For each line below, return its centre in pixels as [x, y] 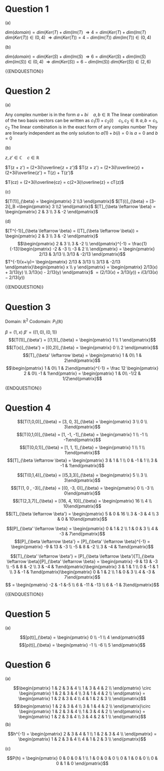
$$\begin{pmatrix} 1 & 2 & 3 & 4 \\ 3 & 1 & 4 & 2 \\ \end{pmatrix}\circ [82, 706]
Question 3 [28, 307]
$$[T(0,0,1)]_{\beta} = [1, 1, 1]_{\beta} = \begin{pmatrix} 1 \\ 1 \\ [82, 447]
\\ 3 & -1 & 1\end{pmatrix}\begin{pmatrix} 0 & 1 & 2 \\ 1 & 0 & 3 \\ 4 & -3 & [82, 572]
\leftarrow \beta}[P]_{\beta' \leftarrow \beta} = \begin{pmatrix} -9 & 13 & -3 [82, 561]
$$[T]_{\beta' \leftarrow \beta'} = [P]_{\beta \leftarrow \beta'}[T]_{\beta [82, 556]
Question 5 [28, 614]
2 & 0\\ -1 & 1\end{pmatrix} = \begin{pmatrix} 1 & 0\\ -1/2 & [82, 373]
